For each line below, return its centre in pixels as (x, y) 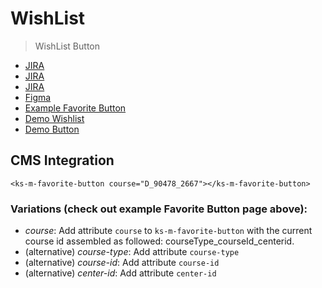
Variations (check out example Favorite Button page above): (159, 209)
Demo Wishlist (54, 118)
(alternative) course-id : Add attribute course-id (122, 263)
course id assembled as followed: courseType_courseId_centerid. (159, 241)
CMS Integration (62, 160)
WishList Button (67, 46)
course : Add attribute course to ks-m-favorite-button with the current (168, 231)
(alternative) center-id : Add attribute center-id (120, 273)
